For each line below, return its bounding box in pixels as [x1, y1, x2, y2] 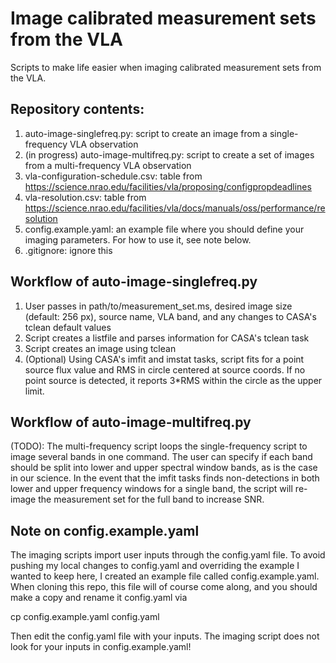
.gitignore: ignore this [24, 244, 113, 256]
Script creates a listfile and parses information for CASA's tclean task [24, 332, 310, 344]
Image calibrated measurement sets [10, 7, 317, 30]
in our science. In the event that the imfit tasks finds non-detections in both [10, 472, 320, 484]
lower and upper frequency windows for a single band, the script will [10, 483, 293, 495]
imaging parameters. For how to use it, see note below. [24, 233, 252, 246]
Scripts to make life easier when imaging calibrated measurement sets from [10, 61, 322, 73]
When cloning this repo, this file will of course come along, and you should [10, 581, 318, 593]
